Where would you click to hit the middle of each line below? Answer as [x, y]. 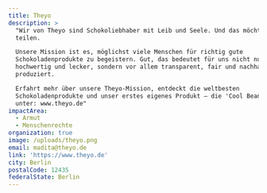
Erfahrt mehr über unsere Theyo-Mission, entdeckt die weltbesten [128, 88]
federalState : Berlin [44, 177]
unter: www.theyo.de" [51, 103]
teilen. [28, 38]
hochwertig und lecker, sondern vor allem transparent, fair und [126, 67]
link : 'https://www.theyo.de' [58, 155]
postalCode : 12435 [39, 170]
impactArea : [28, 111]
